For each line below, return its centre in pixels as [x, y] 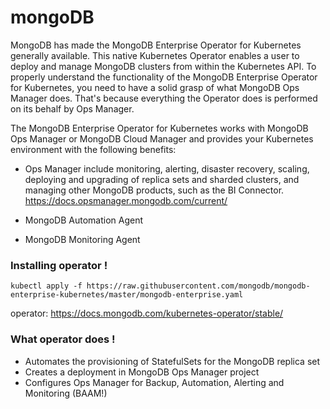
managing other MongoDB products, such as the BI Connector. [154, 190]
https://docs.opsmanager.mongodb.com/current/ [126, 200]
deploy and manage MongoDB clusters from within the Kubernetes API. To [163, 66]
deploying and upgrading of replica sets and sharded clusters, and [162, 179]
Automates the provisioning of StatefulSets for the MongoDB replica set [172, 361]
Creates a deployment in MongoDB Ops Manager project [142, 372]
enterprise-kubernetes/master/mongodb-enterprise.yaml [127, 295]
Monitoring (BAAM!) [66, 393]
